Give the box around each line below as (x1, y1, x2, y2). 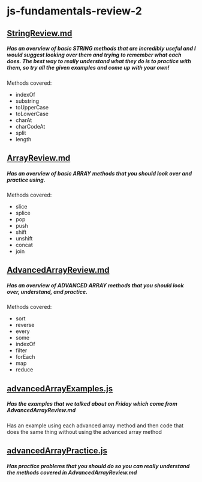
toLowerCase (15, 110, 49, 117)
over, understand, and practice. (7, 288, 88, 295)
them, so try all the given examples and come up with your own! (7, 64, 170, 72)
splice (15, 209, 31, 216)
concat (15, 241, 34, 248)
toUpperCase (15, 103, 49, 111)
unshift (15, 234, 33, 242)
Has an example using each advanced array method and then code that (7, 422, 184, 429)
